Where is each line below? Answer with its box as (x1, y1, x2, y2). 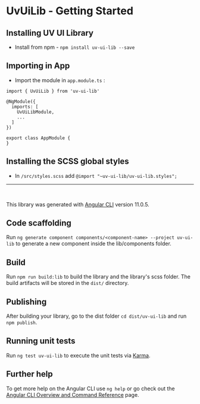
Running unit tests (6, 336, 76, 346)
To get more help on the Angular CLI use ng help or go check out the (6, 385, 175, 392)
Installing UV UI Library (6, 28, 94, 38)
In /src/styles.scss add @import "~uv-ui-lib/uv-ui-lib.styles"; (14, 172, 177, 179)
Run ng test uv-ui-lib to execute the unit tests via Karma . (6, 352, 151, 359)
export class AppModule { (6, 135, 70, 141)
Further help (6, 369, 54, 379)
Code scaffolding (6, 218, 71, 228)
